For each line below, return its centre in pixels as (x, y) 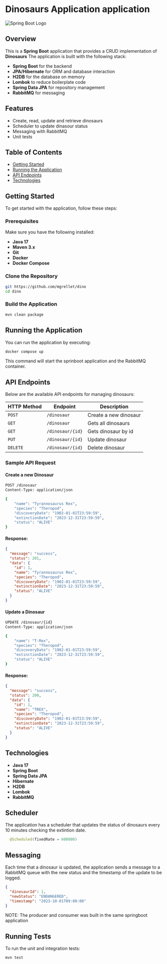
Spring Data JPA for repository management (59, 87)
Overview (21, 39)
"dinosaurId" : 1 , (28, 892)
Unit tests (22, 136)
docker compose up (24, 352)
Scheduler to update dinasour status (50, 126)
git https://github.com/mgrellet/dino (46, 287)
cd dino (13, 291)
